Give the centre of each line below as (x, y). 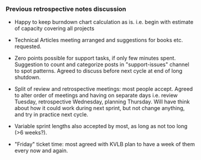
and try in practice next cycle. (51, 115)
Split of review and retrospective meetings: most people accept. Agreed (104, 89)
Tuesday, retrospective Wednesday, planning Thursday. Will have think (102, 102)
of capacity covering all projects (54, 28)
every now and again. (41, 151)
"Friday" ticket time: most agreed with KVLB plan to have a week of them (104, 144)
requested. (28, 46)
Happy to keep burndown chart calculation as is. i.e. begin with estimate (104, 22)
